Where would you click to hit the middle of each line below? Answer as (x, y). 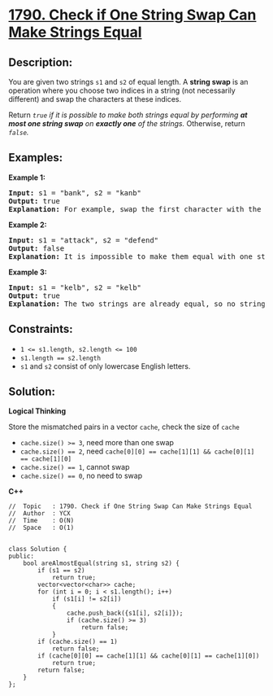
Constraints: (41, 329)
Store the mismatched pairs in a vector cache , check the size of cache (124, 427)
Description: (41, 62)
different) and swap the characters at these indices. (95, 99)
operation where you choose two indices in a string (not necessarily (122, 90)
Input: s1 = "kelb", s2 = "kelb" (75, 287)
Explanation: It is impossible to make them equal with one (131, 256)
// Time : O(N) (41, 521)
